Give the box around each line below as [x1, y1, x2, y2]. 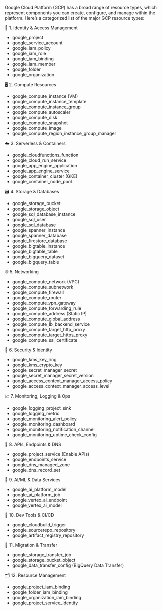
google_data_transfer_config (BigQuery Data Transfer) [12, 562, 124, 568]
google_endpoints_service [12, 456, 67, 462]
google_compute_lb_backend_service [12, 321, 90, 327]
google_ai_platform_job [12, 492, 61, 498]
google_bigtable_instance [12, 243, 66, 249]
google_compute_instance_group [12, 104, 81, 110]
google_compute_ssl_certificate [12, 337, 78, 343]
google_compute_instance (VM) [12, 93, 78, 99]
